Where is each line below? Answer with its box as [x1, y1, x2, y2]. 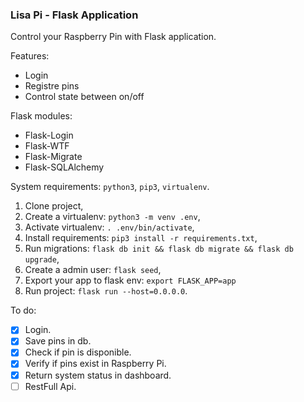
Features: [10, 50, 50, 62]
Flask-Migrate [24, 151, 83, 163]
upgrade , [24, 253, 60, 265]
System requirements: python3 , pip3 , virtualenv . [10, 181, 210, 193]
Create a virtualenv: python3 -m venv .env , [24, 211, 201, 223]
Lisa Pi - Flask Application [10, 8, 139, 22]
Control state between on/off [24, 91, 145, 103]
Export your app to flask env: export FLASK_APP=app [24, 274, 237, 287]
